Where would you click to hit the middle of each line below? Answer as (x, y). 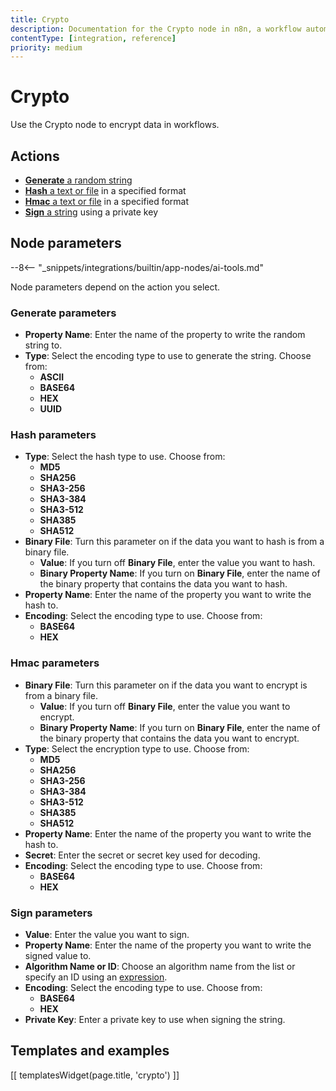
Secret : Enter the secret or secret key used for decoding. (142, 855)
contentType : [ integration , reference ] (93, 38)
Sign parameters (51, 913)
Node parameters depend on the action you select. (115, 287)
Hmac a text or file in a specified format (107, 201)
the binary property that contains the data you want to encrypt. (169, 738)
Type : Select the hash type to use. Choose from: (125, 457)
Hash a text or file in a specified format (105, 190)
